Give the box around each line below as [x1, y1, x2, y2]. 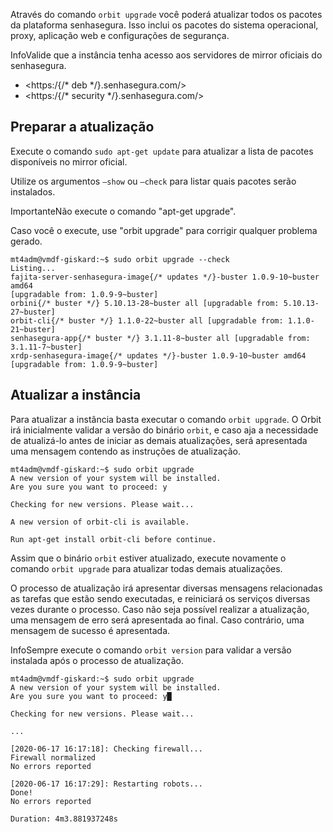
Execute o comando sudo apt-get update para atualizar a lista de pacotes [10, 145, 314, 157]
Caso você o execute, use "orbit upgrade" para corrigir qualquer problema [10, 224, 318, 236]
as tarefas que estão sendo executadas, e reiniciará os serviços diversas [10, 592, 311, 604]
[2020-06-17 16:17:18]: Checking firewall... [10, 744, 203, 754]
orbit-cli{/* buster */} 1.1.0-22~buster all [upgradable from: [10, 315, 284, 326]
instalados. [10, 185, 56, 198]
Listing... [10, 263, 56, 273]
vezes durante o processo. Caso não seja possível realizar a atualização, [10, 603, 310, 615]
